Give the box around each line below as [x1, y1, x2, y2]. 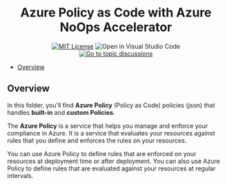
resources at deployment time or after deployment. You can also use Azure [7, 157, 221, 165]
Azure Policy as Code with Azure [20, 5, 212, 21]
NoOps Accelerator [59, 19, 172, 35]
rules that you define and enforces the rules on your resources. [7, 136, 187, 144]
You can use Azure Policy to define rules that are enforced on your [7, 149, 197, 157]
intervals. [7, 171, 34, 179]
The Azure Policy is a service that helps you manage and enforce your [7, 122, 208, 130]
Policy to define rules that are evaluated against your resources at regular [7, 164, 216, 173]
